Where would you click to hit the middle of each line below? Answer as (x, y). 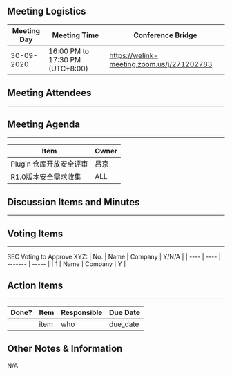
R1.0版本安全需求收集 (46, 177)
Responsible (82, 312)
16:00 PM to (69, 51)
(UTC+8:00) (68, 68)
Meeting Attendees (49, 93)
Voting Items (35, 233)
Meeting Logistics (47, 11)
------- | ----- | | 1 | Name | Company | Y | (67, 264)
